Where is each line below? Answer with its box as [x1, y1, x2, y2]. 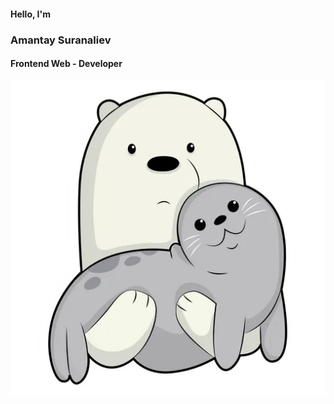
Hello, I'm [10, 8, 51, 20]
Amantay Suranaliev [10, 33, 112, 47]
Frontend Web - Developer [10, 58, 123, 70]
